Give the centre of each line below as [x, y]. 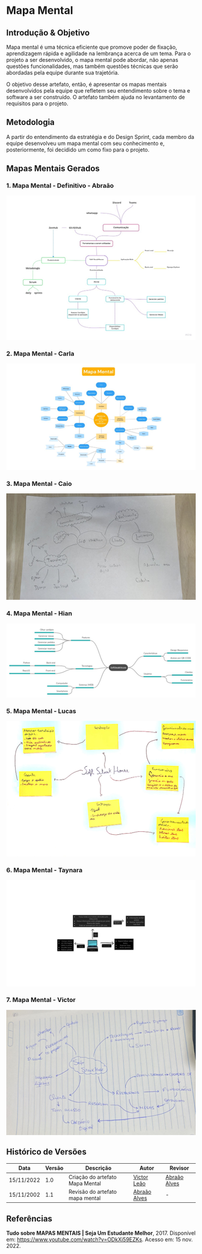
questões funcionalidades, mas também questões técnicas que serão [92, 66]
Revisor [179, 1168]
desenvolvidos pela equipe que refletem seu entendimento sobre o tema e [98, 91]
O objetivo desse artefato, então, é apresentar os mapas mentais [87, 84]
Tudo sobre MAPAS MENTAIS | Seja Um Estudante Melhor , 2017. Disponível [101, 1233]
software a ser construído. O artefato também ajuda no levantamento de [96, 97]
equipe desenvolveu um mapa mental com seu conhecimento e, [86, 143]
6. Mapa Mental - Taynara [44, 870]
